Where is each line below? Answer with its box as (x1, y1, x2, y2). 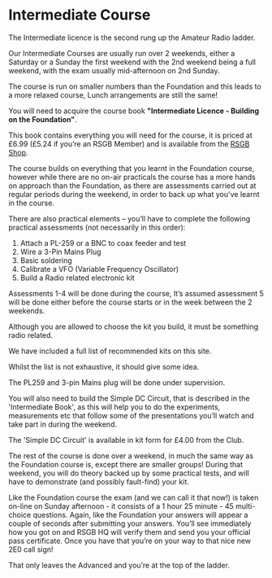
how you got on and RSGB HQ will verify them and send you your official (8, 527, 251, 536)
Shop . (8, 147, 28, 157)
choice (8, 510, 32, 519)
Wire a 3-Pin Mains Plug (19, 247, 101, 256)
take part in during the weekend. (8, 419, 118, 429)
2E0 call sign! (8, 544, 54, 554)
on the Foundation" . (8, 114, 77, 124)
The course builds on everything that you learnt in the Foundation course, (8, 163, 255, 173)
